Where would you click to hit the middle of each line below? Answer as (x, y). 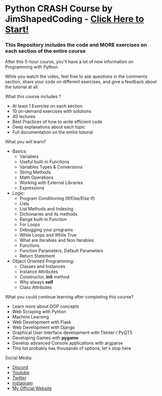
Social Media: (19, 358)
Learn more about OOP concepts (46, 306)
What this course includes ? (33, 97)
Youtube (21, 373)
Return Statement (37, 256)
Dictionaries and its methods (48, 214)
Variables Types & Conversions (51, 167)
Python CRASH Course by (59, 9)
